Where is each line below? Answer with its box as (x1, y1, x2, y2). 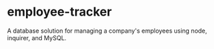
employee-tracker (7, 4, 112, 20)
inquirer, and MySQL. (7, 33, 67, 42)
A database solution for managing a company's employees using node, (7, 27, 207, 35)
